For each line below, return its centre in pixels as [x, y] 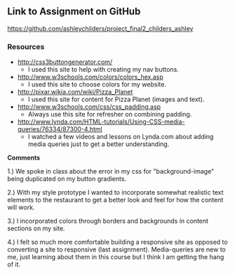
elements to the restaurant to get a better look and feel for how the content [115, 200]
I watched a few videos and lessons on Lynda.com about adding [121, 137]
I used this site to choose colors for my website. [97, 84]
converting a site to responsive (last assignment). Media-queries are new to [116, 249]
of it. [14, 265]
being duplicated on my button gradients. [67, 179]
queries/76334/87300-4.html [60, 129]
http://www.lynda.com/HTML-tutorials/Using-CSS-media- [101, 122]
